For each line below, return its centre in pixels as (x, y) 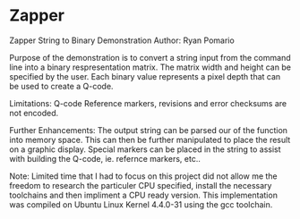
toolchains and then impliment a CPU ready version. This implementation (143, 195)
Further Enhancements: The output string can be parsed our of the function (149, 130)
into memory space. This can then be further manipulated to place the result (150, 139)
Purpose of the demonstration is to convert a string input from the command (150, 57)
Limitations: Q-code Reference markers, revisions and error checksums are (148, 103)
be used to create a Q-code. (61, 86)
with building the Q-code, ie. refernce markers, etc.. (105, 158)
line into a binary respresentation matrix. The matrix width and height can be (150, 67)
